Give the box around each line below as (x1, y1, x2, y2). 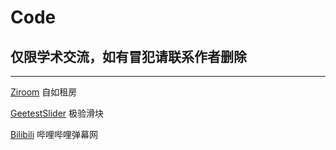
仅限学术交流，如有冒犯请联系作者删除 (10, 48, 247, 65)
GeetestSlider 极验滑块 (10, 107, 105, 119)
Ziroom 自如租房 (10, 86, 78, 98)
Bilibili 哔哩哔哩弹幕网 (10, 129, 99, 140)
